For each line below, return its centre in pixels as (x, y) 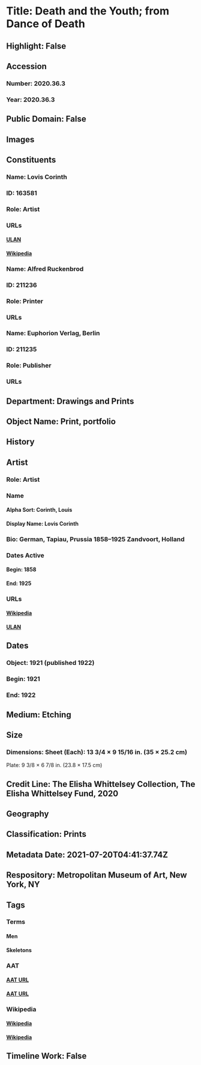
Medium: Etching (39, 715)
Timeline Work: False (46, 1056)
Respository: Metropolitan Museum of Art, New (97, 875)
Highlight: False (36, 46)
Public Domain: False (46, 119)
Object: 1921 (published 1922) (50, 663)
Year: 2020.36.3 (31, 99)
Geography (28, 814)
